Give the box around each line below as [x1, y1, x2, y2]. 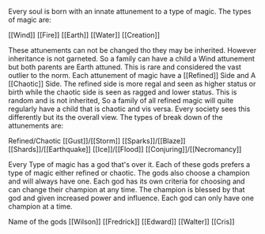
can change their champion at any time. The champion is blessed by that [8, 185, 245, 194]
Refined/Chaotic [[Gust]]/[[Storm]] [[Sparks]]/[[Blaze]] [8, 136, 186, 145]
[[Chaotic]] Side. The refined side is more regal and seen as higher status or [8, 79, 256, 88]
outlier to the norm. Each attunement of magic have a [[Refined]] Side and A [8, 71, 256, 80]
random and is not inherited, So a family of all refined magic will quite [8, 96, 234, 105]
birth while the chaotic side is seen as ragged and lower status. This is [8, 87, 237, 97]
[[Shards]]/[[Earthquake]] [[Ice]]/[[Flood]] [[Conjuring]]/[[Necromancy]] [8, 145, 242, 154]
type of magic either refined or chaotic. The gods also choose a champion [8, 169, 251, 177]
